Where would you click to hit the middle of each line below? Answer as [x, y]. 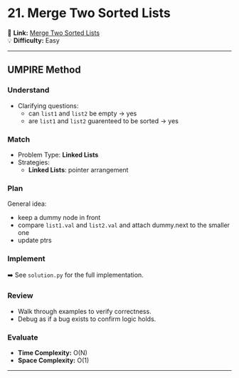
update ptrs [34, 241]
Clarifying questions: [48, 105]
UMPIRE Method [44, 70]
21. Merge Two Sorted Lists [89, 13]
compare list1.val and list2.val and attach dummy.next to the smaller [123, 225]
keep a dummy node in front [59, 218]
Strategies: [33, 162]
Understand [28, 90]
